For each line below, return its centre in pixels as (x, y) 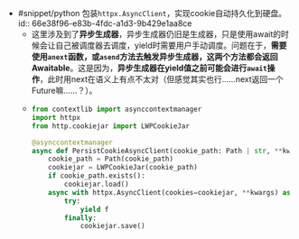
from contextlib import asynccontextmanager (117, 109)
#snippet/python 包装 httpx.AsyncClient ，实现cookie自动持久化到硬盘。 (152, 13)
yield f (94, 209)
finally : (80, 218)
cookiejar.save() (113, 226)
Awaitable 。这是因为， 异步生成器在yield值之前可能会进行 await (149, 68)
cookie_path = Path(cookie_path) (111, 159)
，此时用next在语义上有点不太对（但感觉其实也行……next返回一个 (162, 79)
